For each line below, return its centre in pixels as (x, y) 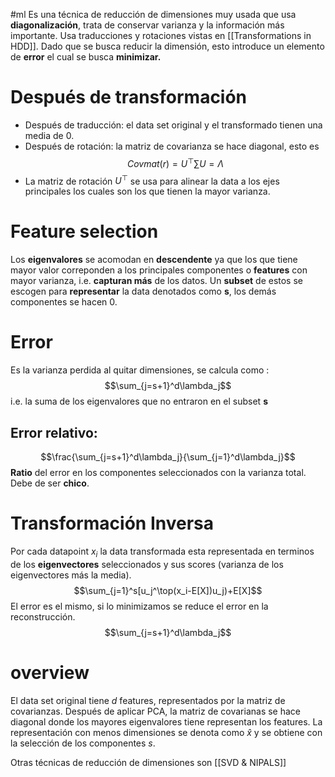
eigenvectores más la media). (71, 575)
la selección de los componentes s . (83, 743)
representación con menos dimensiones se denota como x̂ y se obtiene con (166, 732)
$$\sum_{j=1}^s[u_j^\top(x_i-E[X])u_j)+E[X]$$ (168, 590)
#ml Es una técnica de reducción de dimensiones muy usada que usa (153, 14)
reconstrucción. (43, 616)
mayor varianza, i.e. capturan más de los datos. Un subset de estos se (157, 281)
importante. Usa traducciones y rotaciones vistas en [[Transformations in (161, 35)
